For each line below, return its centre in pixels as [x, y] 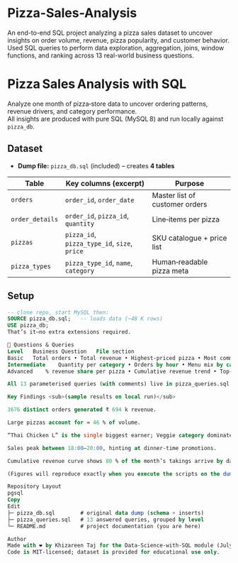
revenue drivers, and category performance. [72, 111]
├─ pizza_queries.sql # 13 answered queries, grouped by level [106, 520]
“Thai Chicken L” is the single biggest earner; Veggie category [106, 435]
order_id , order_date [100, 199]
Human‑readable [180, 262]
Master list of [174, 195]
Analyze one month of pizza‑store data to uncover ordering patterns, [108, 104]
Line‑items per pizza [186, 219]
